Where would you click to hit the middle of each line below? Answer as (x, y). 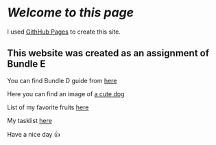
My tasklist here (30, 120)
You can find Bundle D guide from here (62, 80)
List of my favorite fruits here (48, 107)
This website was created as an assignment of (108, 53)
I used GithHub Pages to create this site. (64, 32)
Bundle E (26, 64)
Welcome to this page (71, 13)
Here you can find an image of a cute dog (66, 93)
